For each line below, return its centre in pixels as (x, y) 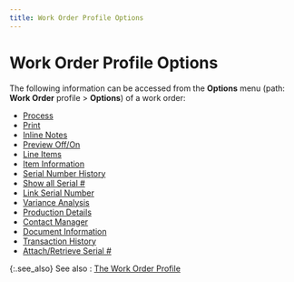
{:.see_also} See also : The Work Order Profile (95, 268)
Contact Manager (55, 222)
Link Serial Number (59, 193)
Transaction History (59, 241)
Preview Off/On (51, 144)
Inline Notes (45, 135)
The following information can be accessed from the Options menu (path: (147, 88)
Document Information (64, 231)
